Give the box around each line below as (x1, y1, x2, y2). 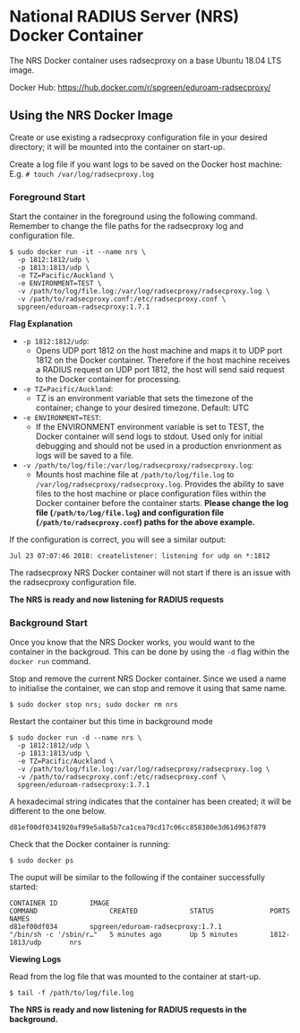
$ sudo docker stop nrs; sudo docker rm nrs (9, 700, 178, 710)
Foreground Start (9, 190, 86, 203)
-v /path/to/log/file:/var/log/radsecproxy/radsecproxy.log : (21, 460, 253, 470)
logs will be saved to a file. (35, 451, 134, 461)
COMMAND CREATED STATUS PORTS (9, 906, 291, 916)
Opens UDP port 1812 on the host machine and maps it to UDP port (35, 346, 283, 356)
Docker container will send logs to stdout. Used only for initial (35, 431, 263, 442)
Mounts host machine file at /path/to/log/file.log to (35, 469, 235, 480)
